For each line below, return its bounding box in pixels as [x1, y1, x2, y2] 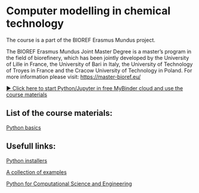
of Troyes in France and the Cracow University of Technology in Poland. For [6, 67, 192, 74]
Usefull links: [6, 141, 56, 151]
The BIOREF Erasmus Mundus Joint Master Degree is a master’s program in [6, 48, 192, 55]
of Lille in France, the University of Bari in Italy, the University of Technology [6, 61, 193, 68]
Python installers [6, 157, 48, 164]
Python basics [6, 124, 42, 131]
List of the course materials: [6, 108, 113, 118]
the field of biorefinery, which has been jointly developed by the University [6, 54, 189, 61]
